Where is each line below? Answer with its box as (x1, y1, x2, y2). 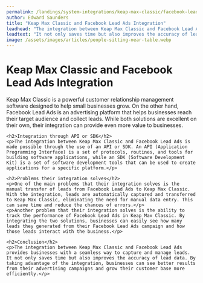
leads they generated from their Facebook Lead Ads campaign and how (6, 223, 185, 229)
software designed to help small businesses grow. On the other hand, (6, 102, 179, 109)
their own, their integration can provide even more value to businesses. (6, 122, 183, 129)
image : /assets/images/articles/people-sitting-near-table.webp (6, 37, 172, 43)
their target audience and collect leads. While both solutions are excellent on (6, 115, 197, 122)
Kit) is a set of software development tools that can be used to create (6, 160, 196, 166)
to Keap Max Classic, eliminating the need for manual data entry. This (6, 197, 193, 203)
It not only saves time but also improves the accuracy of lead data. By (6, 255, 196, 261)
